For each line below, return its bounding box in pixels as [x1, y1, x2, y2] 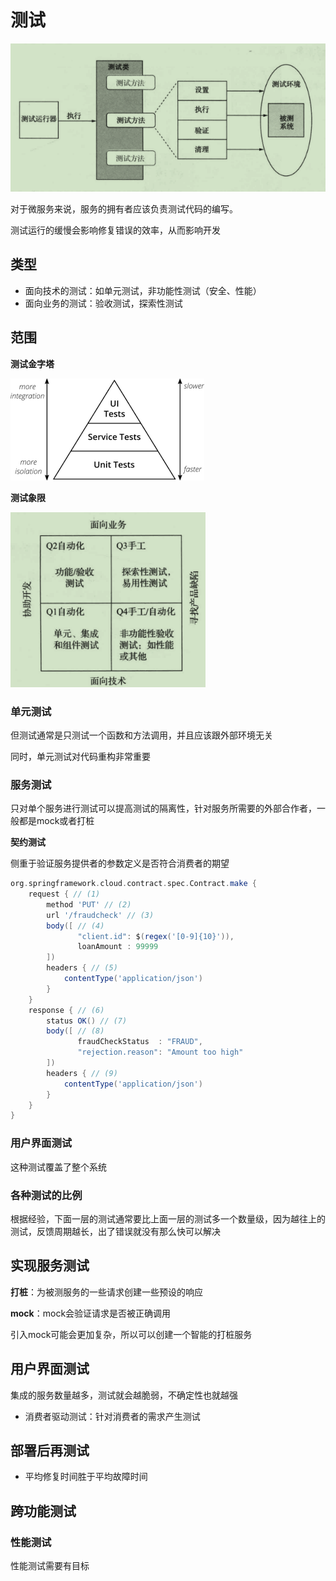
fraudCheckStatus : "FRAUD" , [77, 1037, 203, 1047]
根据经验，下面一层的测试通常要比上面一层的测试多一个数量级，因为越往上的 [10, 1212, 326, 1225]
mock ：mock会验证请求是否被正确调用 [10, 1307, 172, 1319]
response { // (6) [28, 1005, 105, 1015]
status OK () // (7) [46, 1016, 128, 1026]
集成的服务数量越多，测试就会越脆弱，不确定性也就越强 [10, 1389, 238, 1401]
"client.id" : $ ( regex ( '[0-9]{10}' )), [77, 931, 235, 941]
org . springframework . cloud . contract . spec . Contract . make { [10, 879, 257, 889]
